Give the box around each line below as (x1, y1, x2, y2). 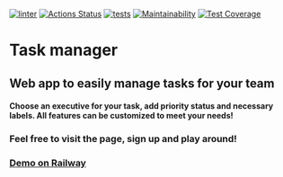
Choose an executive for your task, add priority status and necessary (9, 101, 274, 111)
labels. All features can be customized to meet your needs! (9, 111, 234, 121)
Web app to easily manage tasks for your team (9, 75, 275, 91)
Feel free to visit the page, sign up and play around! (9, 133, 238, 146)
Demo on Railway (9, 157, 87, 170)
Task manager (9, 40, 119, 60)
